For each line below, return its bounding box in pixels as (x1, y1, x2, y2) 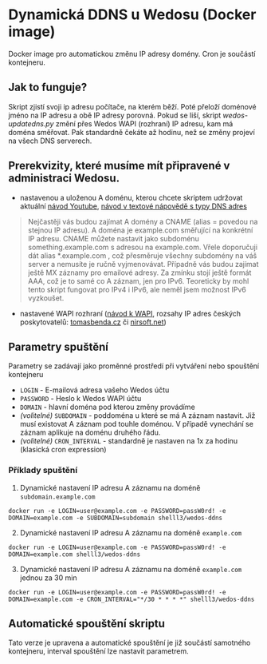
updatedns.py (8, 118, 54, 129)
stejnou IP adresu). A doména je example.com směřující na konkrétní (27, 225, 253, 235)
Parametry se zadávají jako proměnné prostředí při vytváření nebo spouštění (8, 361, 260, 371)
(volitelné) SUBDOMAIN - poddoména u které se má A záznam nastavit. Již (19, 411, 256, 420)
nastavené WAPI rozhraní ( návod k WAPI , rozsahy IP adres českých (19, 308, 241, 318)
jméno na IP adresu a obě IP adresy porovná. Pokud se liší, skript (8, 110, 222, 120)
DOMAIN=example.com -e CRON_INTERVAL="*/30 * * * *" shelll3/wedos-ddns (8, 595, 255, 603)
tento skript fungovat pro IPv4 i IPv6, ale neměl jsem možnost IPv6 (27, 284, 247, 294)
